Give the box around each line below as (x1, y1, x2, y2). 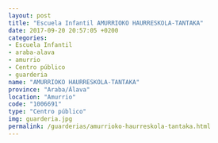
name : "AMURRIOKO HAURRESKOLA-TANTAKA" (8, 78, 140, 86)
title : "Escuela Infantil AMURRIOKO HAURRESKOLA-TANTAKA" (8, 19, 204, 27)
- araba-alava (8, 48, 55, 56)
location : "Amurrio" (8, 93, 77, 101)
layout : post (8, 11, 52, 20)
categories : (8, 33, 48, 42)
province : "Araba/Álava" (8, 85, 90, 94)
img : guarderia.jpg (8, 115, 73, 123)
